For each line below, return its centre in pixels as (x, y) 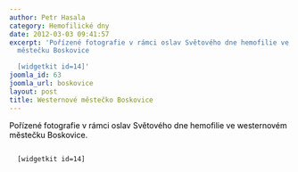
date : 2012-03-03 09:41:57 (59, 34)
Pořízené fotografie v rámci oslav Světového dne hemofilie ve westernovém (148, 125)
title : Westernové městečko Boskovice (81, 100)
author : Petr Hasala (48, 17)
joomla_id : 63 (36, 75)
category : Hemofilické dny (59, 26)
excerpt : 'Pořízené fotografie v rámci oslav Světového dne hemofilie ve (149, 42)
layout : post (33, 91)
